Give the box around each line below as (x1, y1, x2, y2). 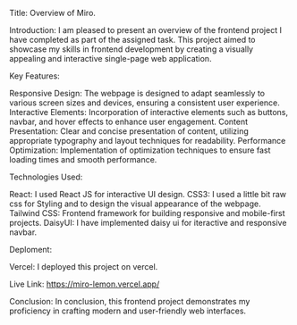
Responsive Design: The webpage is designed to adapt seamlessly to (9, 88, 266, 98)
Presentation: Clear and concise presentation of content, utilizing (9, 126, 249, 137)
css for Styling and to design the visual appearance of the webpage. (9, 198, 261, 209)
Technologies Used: (9, 171, 83, 182)
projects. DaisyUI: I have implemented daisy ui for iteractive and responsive (9, 218, 287, 228)
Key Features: (9, 71, 60, 81)
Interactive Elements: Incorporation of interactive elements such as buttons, (9, 107, 289, 117)
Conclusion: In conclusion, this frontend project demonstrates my (9, 296, 250, 306)
